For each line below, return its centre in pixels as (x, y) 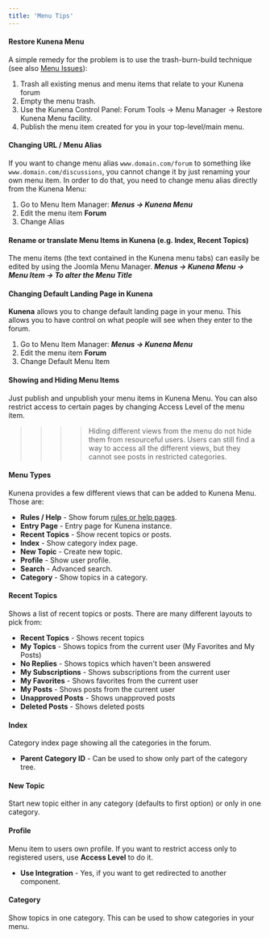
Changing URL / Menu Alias (55, 145)
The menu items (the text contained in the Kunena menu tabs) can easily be (134, 258)
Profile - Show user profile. (65, 560)
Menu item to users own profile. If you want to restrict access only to (123, 848)
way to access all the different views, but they (164, 448)
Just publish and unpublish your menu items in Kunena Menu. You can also (133, 398)
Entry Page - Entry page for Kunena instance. (96, 526)
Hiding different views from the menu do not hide (170, 431)
